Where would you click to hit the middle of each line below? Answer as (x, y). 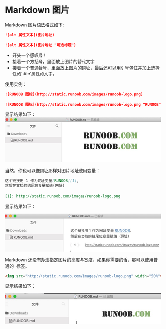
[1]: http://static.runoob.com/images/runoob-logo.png (63, 196)
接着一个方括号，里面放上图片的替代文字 (53, 61)
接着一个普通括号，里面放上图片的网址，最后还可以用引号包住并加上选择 (86, 68)
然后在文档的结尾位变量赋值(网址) (35, 186)
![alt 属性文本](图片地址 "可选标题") (41, 45)
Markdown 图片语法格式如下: (35, 25)
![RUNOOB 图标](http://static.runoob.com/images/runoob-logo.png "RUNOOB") (84, 105)
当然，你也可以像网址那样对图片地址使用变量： (53, 171)
